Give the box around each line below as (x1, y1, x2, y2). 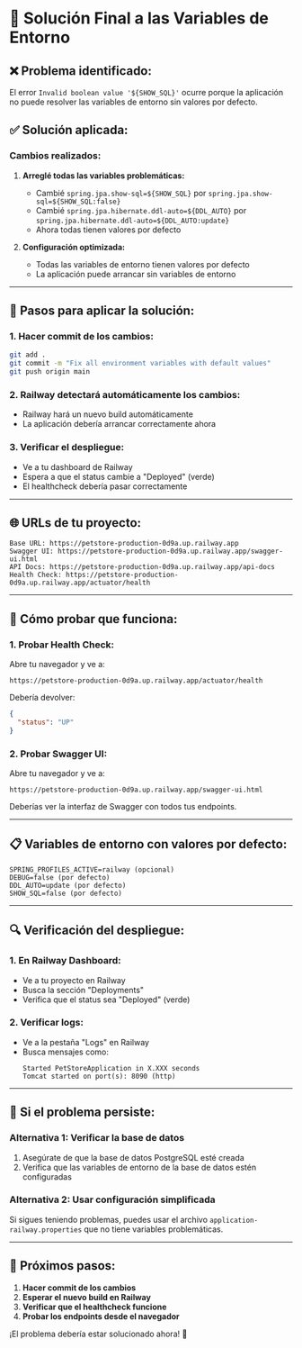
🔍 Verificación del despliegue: (9, 923, 185, 938)
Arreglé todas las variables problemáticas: (22, 170, 185, 181)
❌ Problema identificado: (9, 63, 153, 78)
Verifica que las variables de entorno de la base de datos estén (22, 1162, 257, 1172)
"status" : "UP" (17, 718, 75, 727)
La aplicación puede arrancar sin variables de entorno (35, 268, 236, 279)
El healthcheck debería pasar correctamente (22, 481, 188, 492)
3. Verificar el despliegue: (9, 441, 125, 454)
